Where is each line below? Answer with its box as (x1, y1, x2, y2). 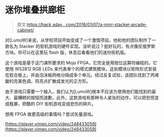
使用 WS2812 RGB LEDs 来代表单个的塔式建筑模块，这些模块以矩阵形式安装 (5, 66, 157, 71)
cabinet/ (17, 27, 34, 33)
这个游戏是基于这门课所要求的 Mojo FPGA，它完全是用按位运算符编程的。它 (5, 60, 157, 66)
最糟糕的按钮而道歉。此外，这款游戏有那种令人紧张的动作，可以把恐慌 (13, 94, 155, 100)
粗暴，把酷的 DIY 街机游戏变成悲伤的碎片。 (9, 101, 96, 107)
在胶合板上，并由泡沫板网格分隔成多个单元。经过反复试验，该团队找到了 (5, 72, 150, 78)
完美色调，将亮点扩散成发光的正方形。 (13, 78, 91, 84)
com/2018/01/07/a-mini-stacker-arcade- (65, 22, 147, 27)
